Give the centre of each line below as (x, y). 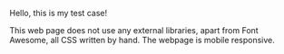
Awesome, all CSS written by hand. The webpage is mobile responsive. (142, 40)
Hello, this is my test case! (58, 13)
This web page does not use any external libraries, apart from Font (134, 30)
